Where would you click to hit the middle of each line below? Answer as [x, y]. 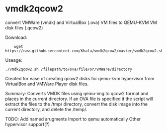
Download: [16, 37]
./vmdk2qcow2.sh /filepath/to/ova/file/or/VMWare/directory [69, 69]
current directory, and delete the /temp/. [46, 109]
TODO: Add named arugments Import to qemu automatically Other [73, 119]
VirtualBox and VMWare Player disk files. [47, 84]
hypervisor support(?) [28, 124]
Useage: [14, 60]
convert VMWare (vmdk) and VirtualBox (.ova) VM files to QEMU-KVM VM [81, 22]
